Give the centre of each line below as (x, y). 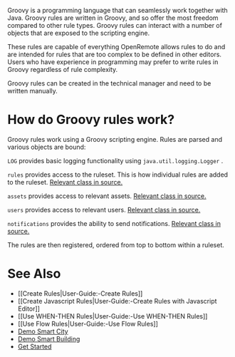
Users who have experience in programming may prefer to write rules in (113, 62)
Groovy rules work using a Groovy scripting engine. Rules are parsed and (115, 139)
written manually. (33, 91)
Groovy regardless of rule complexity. (63, 69)
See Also (34, 274)
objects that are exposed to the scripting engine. (79, 33)
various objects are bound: (47, 147)
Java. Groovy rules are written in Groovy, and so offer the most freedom (113, 18)
